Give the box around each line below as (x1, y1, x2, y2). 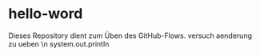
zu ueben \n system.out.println (8, 39, 110, 48)
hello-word (8, 5, 83, 23)
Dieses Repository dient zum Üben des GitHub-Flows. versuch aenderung (8, 31, 252, 40)
